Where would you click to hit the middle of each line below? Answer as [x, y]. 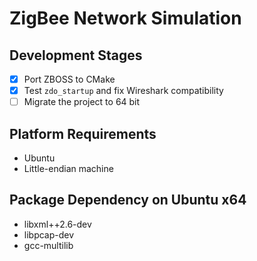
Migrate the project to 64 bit [82, 102]
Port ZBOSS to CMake [69, 79]
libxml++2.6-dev [57, 224]
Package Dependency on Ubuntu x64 [128, 200]
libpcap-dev [49, 234]
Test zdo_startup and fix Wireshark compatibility [123, 91]
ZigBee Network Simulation [125, 18]
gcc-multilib [48, 245]
